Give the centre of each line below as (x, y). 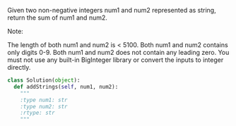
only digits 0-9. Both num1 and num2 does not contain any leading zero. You (118, 52)
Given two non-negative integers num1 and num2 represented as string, (112, 10)
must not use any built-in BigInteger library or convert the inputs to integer (116, 60)
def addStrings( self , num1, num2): (66, 87)
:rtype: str (37, 113)
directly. (19, 67)
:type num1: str (44, 100)
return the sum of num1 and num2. (58, 18)
